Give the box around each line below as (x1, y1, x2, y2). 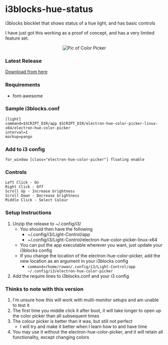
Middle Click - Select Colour (5, 198, 69, 203)
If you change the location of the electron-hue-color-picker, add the (20, 252, 160, 259)
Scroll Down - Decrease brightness (5, 193, 80, 199)
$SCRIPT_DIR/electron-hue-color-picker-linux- (59, 121, 158, 126)
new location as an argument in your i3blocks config (20, 258, 129, 264)
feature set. (5, 35, 29, 41)
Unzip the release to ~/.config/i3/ (12, 221, 81, 227)
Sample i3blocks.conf (5, 105, 60, 112)
